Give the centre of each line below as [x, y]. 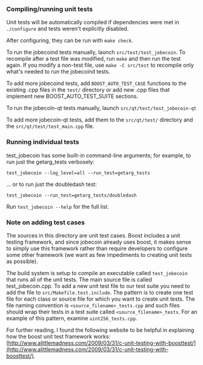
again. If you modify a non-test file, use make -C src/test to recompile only [100, 65]
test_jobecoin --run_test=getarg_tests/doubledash [72, 195]
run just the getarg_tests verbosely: [51, 162]
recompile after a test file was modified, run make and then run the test [94, 59]
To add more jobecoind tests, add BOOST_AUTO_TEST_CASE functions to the [96, 83]
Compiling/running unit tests [50, 9]
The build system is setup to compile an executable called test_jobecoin [97, 273]
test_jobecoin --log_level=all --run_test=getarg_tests [78, 173]
